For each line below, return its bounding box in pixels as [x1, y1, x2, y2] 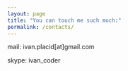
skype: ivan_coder [7, 56, 61, 65]
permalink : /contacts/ [7, 23, 74, 30]
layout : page [7, 10, 46, 18]
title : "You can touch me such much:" [7, 17, 122, 24]
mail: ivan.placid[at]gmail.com [7, 43, 95, 51]
